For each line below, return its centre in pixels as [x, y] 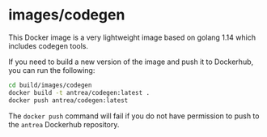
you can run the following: [52, 70]
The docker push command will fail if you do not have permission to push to [134, 116]
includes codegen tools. [49, 45]
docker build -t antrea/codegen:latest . [79, 92]
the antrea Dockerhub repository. [64, 124]
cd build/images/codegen [50, 85]
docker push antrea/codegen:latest [68, 100]
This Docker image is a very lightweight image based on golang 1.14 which [132, 37]
